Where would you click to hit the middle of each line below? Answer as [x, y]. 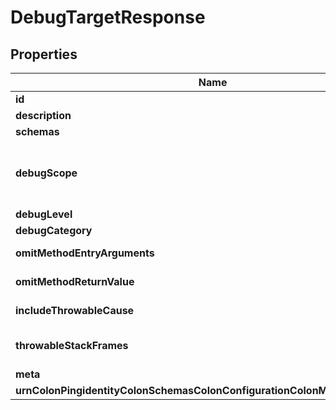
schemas [37, 131]
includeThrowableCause [75, 310]
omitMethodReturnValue [75, 281]
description [43, 115]
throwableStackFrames [72, 345]
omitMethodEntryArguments [85, 253]
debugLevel [44, 214]
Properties [44, 54]
